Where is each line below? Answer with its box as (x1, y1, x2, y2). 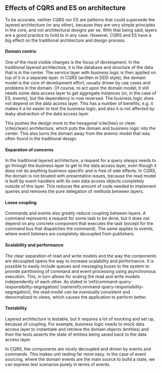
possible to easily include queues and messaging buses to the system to (5, 263, 150, 269)
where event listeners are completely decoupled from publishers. (5, 231, 135, 237)
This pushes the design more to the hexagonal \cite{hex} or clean (5, 120, 136, 126)
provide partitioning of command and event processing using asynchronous (5, 268, 156, 274)
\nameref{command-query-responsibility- (60, 284, 144, 290)
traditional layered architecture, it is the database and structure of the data (5, 65, 153, 70)
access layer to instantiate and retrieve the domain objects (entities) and (5, 326, 149, 332)
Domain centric (5, 49, 37, 54)
